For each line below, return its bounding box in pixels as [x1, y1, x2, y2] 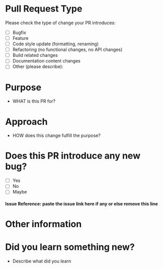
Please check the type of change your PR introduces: [5, 20, 116, 26]
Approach [5, 116, 48, 127]
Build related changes [12, 52, 58, 58]
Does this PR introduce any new [5, 150, 141, 162]
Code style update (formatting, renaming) [12, 41, 99, 47]
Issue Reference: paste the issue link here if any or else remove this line [5, 200, 158, 207]
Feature [12, 35, 29, 41]
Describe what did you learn [12, 258, 71, 264]
